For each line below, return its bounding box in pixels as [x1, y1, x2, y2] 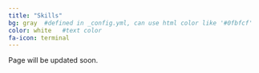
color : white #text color [8, 26, 103, 34]
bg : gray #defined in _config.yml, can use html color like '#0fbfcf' [8, 19, 253, 27]
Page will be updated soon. [8, 56, 99, 65]
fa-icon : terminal [8, 33, 70, 42]
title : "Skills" [8, 11, 63, 20]
